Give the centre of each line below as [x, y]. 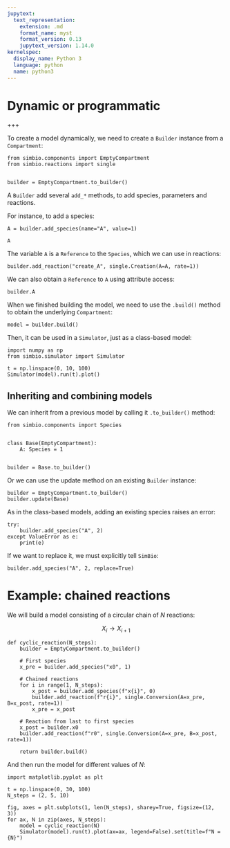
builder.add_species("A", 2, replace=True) [71, 568]
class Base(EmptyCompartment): [52, 444]
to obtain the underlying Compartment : [60, 312]
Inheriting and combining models [80, 396]
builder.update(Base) [38, 499]
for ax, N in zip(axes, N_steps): [57, 820]
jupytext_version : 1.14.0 [57, 46]
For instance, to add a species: [51, 216]
